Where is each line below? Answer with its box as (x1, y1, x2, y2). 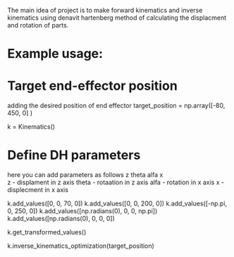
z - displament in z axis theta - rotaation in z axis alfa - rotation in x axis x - (7, 178, 224, 186)
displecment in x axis (7, 186, 69, 194)
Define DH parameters (7, 148, 141, 163)
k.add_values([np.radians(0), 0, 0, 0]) (7, 215, 115, 223)
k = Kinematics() (7, 123, 55, 131)
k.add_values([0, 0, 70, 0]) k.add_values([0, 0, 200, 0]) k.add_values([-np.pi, (7, 199, 228, 208)
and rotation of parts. (7, 21, 69, 29)
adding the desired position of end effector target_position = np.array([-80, (7, 102, 226, 110)
